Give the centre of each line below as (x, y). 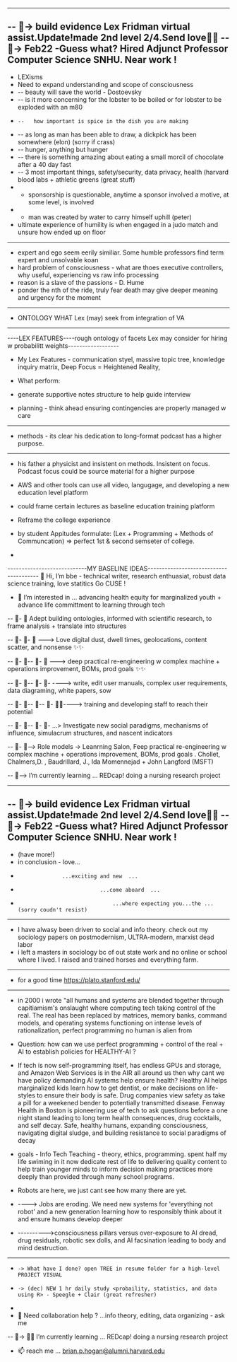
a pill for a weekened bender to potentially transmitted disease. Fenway (121, 1102)
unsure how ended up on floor (61, 232)
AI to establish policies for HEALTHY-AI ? (77, 1052)
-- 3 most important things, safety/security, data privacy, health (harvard (123, 172)
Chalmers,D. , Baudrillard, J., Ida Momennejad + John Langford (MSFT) (110, 762)
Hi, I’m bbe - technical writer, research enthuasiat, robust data (136, 576)
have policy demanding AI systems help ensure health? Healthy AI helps (122, 1080)
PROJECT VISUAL (40, 1275)
